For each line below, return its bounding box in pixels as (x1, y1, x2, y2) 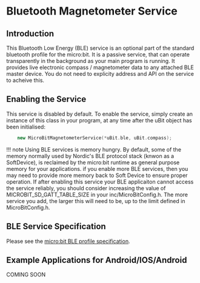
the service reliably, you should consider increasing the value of (6, 184, 166, 191)
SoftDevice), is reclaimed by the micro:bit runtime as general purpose (6, 159, 180, 166)
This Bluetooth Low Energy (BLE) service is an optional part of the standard (6, 44, 195, 52)
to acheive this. (6, 77, 44, 84)
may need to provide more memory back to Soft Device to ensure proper (6, 171, 188, 179)
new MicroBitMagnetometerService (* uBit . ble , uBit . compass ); (17, 135, 172, 141)
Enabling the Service (6, 94, 87, 104)
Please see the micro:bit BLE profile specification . (6, 238, 130, 245)
